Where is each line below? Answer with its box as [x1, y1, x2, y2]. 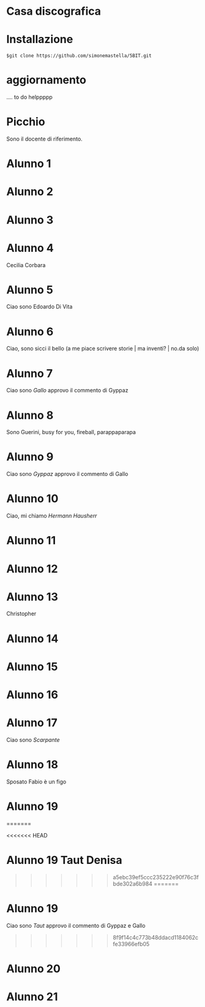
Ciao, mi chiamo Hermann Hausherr [6, 512, 97, 519]
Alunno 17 [6, 716, 58, 730]
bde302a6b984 [113, 880, 153, 887]
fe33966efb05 [113, 940, 150, 947]
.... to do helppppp [6, 93, 53, 101]
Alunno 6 [6, 324, 54, 338]
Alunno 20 [6, 962, 61, 976]
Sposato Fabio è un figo [6, 778, 67, 785]
